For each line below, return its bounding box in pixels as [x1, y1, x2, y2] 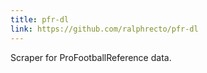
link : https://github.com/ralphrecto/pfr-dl [10, 24, 199, 34]
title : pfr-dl [10, 14, 70, 25]
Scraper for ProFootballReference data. [10, 51, 172, 63]
